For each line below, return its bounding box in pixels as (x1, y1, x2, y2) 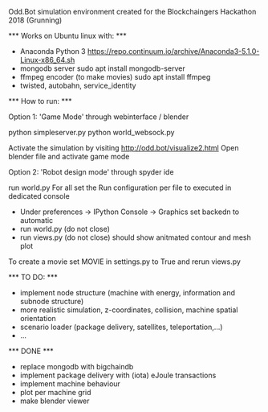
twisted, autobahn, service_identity (19, 80, 136, 90)
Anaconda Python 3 (19, 47, 86, 56)
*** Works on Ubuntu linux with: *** (8, 31, 127, 40)
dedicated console (8, 192, 70, 200)
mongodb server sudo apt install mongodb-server (19, 64, 186, 73)
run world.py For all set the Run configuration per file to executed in (8, 183, 232, 192)
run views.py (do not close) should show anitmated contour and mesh (19, 233, 251, 242)
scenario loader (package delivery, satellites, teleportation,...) (19, 322, 223, 332)
